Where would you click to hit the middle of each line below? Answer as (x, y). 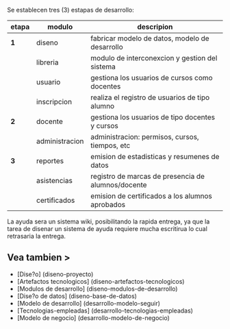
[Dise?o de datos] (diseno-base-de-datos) (77, 296)
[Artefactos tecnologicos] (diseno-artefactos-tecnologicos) (101, 281)
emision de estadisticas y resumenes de (155, 157)
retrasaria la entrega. (37, 236)
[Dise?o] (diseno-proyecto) (55, 274)
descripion (155, 27)
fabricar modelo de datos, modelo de (150, 38)
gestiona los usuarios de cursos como (152, 78)
